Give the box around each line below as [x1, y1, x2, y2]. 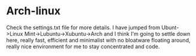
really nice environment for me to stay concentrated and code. [6, 43, 160, 50]
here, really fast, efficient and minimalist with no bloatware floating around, [6, 36, 191, 43]
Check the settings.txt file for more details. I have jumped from [6, 24, 160, 31]
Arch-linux [6, 4, 61, 18]
